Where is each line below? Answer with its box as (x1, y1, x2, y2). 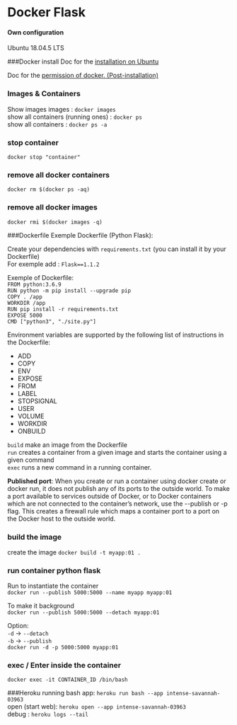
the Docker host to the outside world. (7, 514, 116, 523)
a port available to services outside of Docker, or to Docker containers (7, 492, 212, 500)
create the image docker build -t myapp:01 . (7, 547, 141, 556)
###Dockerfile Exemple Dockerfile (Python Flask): (7, 231, 154, 239)
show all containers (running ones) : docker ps (7, 112, 143, 121)
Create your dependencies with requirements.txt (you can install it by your (7, 245, 226, 253)
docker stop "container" (7, 153, 81, 161)
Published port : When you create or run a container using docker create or (7, 477, 226, 485)
